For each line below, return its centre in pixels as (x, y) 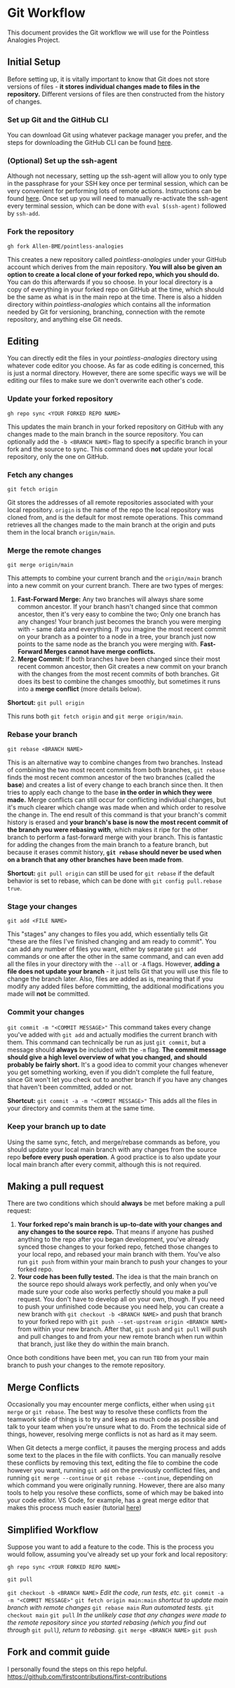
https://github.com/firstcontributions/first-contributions (87, 1676)
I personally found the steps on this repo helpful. (77, 1669)
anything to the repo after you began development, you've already (113, 1240)
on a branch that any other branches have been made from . (95, 859)
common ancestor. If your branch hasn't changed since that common (117, 607)
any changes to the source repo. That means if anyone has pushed (115, 1232)
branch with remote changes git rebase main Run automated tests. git (111, 1607)
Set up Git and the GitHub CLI (58, 120)
